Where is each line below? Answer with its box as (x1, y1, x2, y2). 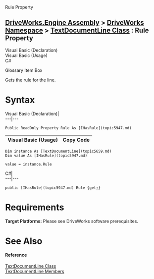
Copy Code (62, 136, 90, 143)
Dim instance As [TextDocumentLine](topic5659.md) (5, 149, 112, 154)
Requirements (5, 202, 64, 213)
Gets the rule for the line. (5, 77, 56, 83)
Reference (5, 252, 27, 258)
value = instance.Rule (5, 162, 52, 167)
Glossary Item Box (5, 67, 43, 73)
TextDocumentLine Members (5, 269, 64, 275)
